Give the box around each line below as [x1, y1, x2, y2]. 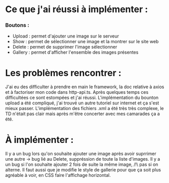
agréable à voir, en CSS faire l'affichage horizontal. [5, 172, 111, 178]
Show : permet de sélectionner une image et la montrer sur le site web [12, 39, 159, 45]
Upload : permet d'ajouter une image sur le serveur [12, 33, 120, 39]
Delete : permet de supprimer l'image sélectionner [12, 44, 118, 50]
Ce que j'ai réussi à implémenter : [5, 4, 148, 15]
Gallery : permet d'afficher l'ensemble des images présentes [12, 49, 139, 55]
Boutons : [5, 22, 29, 29]
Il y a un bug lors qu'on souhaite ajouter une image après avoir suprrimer [5, 151, 156, 157]
